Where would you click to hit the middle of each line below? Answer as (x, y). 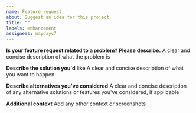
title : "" (18, 22)
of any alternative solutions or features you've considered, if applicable (93, 92)
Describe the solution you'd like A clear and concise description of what (95, 68)
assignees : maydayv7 (32, 34)
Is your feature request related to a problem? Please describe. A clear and (98, 50)
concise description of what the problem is (58, 57)
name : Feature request (34, 12)
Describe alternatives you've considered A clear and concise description (97, 86)
